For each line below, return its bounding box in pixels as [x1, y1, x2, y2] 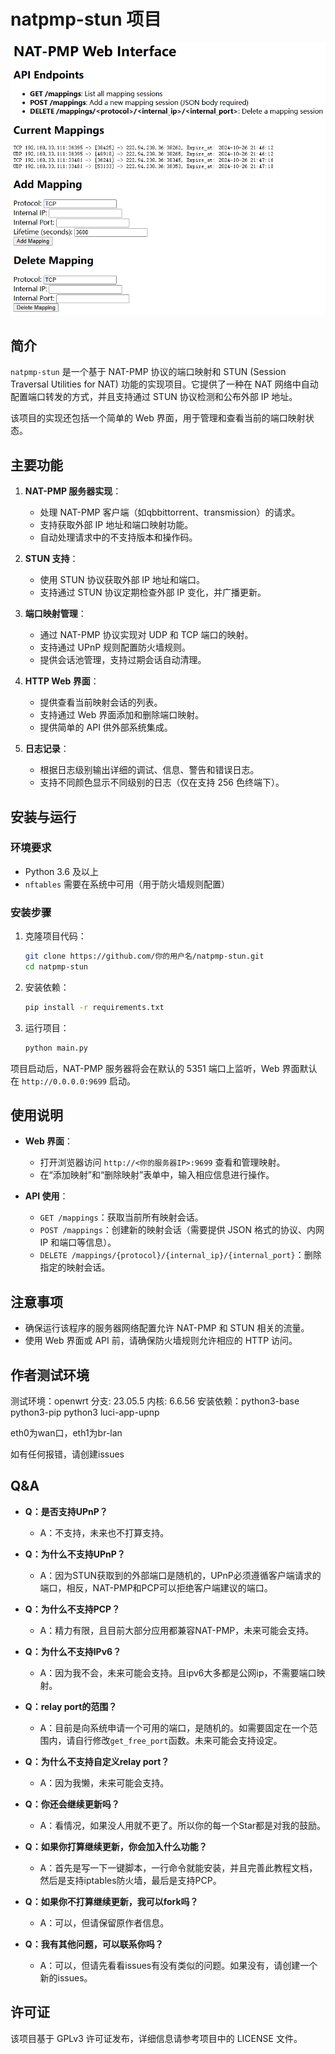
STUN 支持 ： [24, 553, 79, 565]
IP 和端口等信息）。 [39, 1236, 117, 1249]
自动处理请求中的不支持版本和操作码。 [39, 531, 198, 544]
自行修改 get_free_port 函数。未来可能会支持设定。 [74, 1734, 283, 1746]
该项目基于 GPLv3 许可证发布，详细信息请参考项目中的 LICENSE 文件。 [10, 2032, 303, 2044]
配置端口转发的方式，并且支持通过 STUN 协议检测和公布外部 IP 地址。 [10, 391, 298, 403]
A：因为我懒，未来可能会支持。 [39, 1776, 170, 1789]
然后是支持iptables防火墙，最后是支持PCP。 [39, 1874, 222, 1886]
